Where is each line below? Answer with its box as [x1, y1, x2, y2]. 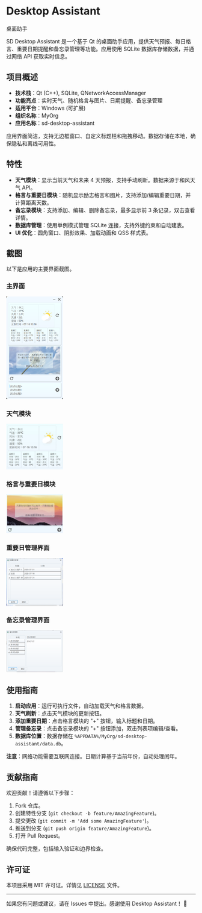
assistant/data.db [14, 741, 61, 747]
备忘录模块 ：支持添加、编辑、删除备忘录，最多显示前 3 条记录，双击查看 [14, 206, 195, 213]
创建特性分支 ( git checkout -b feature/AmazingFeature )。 [14, 809, 160, 817]
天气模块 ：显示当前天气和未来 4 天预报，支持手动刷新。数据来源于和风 [14, 176, 191, 183]
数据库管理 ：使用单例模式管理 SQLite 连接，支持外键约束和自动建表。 [14, 221, 188, 228]
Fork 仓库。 [14, 802, 44, 809]
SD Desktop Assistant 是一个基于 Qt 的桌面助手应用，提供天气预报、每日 [6, 37, 186, 45]
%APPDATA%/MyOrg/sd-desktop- [74, 733, 148, 739]
